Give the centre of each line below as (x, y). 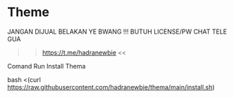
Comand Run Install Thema (47, 66)
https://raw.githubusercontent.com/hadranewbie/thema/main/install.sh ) (111, 87)
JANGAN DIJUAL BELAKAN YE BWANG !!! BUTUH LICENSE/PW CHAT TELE (117, 31)
